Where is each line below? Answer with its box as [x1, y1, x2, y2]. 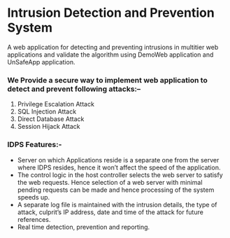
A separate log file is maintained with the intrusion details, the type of [17, 200, 217, 209]
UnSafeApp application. [7, 57, 76, 66]
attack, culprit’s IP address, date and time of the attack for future [17, 208, 204, 216]
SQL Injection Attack [17, 107, 77, 116]
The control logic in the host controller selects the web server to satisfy [17, 170, 224, 179]
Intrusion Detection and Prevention [7, 5, 215, 21]
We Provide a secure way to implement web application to [7, 75, 208, 85]
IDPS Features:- [7, 140, 62, 150]
